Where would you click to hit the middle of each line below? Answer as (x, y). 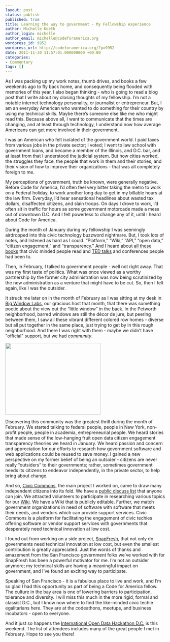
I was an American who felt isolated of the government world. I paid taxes (82, 140)
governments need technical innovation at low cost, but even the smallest (82, 544)
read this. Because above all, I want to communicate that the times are (79, 119)
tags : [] (14, 67)
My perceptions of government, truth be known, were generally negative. (82, 182)
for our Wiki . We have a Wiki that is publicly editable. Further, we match (80, 502)
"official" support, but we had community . (49, 336)
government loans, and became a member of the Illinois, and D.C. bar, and (83, 151)
